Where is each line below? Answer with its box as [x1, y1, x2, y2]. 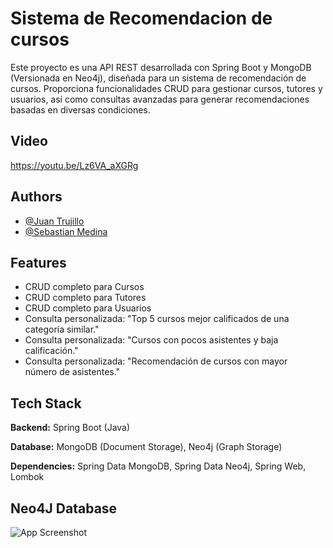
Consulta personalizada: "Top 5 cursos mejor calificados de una [24, 313, 290, 325]
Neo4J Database [10, 500, 118, 517]
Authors [10, 188, 63, 206]
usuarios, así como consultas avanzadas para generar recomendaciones [10, 93, 310, 105]
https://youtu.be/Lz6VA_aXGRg [10, 159, 139, 171]
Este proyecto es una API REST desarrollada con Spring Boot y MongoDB [10, 61, 312, 73]
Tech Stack [10, 395, 82, 412]
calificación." [24, 345, 79, 357]
